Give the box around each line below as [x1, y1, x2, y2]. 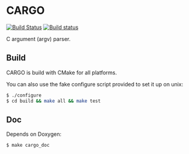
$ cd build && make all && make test [6, 98, 101, 104]
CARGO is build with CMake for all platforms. [6, 69, 117, 76]
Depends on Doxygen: [6, 130, 62, 138]
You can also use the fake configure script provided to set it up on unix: [6, 80, 184, 88]
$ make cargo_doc [6, 143, 50, 149]
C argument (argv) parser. [6, 35, 71, 42]
